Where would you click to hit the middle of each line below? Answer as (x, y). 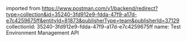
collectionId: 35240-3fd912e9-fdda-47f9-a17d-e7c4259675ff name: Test (93, 26)
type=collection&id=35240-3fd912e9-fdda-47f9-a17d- (72, 14)
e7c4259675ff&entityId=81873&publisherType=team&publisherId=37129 (93, 20)
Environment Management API (43, 33)
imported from (23, 8)
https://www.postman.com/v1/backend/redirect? (100, 8)
